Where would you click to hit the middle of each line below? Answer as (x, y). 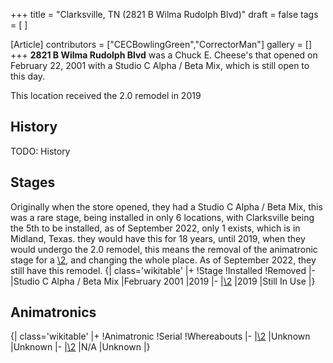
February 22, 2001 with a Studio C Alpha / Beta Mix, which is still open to (160, 65)
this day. (28, 76)
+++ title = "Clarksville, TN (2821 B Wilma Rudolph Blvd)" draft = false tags (164, 14)
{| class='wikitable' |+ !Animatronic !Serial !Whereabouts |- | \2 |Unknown (160, 336)
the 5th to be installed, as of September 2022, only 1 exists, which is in (155, 228)
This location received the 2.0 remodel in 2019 (106, 95)
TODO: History (40, 151)
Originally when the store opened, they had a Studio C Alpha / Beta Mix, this (166, 206)
